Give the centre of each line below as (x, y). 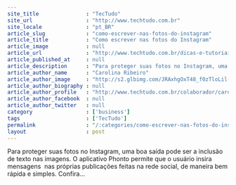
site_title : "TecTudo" (64, 14)
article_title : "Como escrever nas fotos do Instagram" (110, 40)
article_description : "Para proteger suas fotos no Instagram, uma (118, 66)
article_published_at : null (56, 60)
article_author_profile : (48, 92)
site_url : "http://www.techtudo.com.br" (94, 20)
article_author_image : (48, 79)
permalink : (48, 125)
